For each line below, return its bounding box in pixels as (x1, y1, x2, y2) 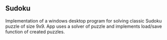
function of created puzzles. (5, 28, 65, 35)
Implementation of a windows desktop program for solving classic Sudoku (5, 17, 162, 24)
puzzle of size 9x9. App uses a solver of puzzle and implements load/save (5, 23, 162, 29)
